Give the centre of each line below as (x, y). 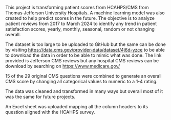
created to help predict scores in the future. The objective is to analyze (80, 18)
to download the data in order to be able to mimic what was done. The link (83, 55)
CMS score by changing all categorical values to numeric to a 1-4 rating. (81, 81)
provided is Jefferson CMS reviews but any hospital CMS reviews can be (82, 61)
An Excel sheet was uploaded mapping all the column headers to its (77, 106)
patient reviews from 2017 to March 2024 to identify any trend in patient (81, 23)
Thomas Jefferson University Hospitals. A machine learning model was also (85, 13)
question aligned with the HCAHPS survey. (50, 112)
